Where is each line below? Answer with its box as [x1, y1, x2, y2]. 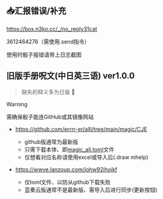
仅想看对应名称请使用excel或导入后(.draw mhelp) [24, 153, 149, 161]
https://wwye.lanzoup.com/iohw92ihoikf [15, 165, 118, 173]
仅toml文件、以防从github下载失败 [24, 178, 111, 185]
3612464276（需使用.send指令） [6, 37, 90, 45]
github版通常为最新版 [24, 138, 78, 146]
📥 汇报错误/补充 [6, 6, 66, 17]
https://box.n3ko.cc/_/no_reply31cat [6, 25, 97, 33]
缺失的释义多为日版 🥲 [21, 88, 75, 95]
